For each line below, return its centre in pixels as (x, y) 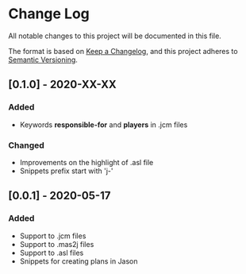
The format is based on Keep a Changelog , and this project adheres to (123, 51)
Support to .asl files (52, 253)
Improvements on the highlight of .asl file (86, 162)
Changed (27, 145)
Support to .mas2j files (57, 244)
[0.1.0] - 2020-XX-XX (62, 85)
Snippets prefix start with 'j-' (66, 171)
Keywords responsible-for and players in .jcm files (104, 125)
